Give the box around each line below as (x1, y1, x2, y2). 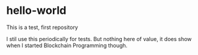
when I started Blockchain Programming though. (6, 42, 128, 49)
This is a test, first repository (6, 24, 78, 31)
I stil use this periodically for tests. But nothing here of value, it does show (6, 35, 192, 42)
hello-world (6, 4, 67, 18)
